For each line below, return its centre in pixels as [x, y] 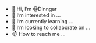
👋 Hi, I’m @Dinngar [34, 9]
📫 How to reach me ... [38, 34]
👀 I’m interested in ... [36, 15]
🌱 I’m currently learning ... [42, 21]
